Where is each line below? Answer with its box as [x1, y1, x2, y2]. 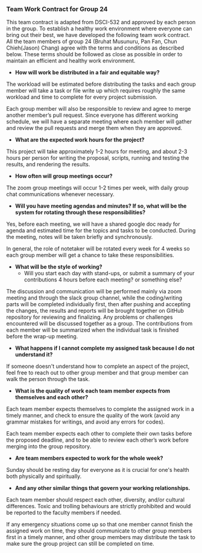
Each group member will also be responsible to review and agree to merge [6, 105, 191, 113]
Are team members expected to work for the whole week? [14, 454, 163, 462]
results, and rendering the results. [6, 161, 90, 168]
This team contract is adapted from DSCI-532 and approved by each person [6, 19, 196, 26]
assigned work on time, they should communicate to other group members [6, 527, 192, 534]
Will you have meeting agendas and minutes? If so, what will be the [14, 202, 187, 210]
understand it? [14, 351, 53, 358]
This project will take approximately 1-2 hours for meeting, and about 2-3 [6, 148, 188, 155]
